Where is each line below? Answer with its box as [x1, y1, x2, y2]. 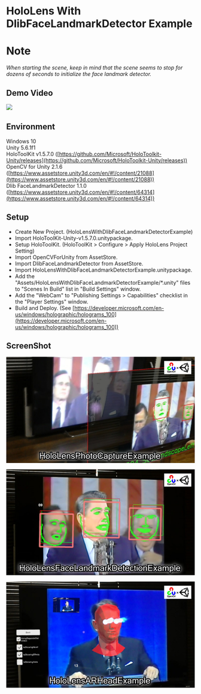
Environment [6, 121, 56, 132]
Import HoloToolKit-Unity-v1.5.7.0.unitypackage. [14, 235, 133, 242]
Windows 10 [6, 138, 36, 145]
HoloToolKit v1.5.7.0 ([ [6, 150, 60, 157]
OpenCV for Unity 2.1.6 [6, 163, 63, 170]
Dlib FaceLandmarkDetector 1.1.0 [6, 182, 87, 189]
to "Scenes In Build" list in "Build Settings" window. [14, 285, 141, 293]
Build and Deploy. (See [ [14, 304, 75, 312]
